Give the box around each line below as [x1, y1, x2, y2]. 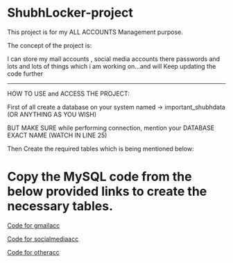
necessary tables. [7, 198, 113, 214]
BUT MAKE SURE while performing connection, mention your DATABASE [7, 124, 215, 132]
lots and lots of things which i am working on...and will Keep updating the [7, 62, 216, 70]
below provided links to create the [7, 184, 207, 199]
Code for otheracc [7, 248, 60, 256]
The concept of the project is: [7, 41, 92, 49]
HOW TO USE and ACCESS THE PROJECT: [7, 89, 130, 98]
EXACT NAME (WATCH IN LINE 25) [7, 130, 107, 139]
